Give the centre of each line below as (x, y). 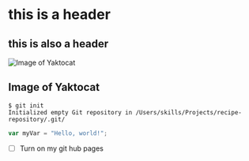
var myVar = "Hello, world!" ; (58, 133)
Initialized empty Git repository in (70, 112)
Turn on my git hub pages (62, 148)
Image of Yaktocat (54, 87)
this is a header (59, 15)
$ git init (26, 105)
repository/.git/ (37, 119)
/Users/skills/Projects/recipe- (189, 112)
